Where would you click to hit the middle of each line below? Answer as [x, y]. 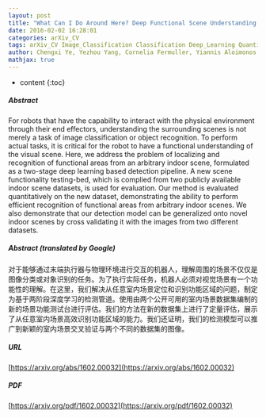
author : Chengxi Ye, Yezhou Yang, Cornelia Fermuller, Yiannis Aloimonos [133, 52]
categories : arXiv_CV [44, 38]
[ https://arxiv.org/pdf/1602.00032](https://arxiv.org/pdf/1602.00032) [121, 405]
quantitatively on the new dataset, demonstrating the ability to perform [123, 196]
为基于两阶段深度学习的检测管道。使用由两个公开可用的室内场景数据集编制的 [133, 299]
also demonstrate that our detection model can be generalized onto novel [128, 213]
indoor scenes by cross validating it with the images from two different [123, 221]
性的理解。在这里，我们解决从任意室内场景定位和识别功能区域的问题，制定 [136, 289]
